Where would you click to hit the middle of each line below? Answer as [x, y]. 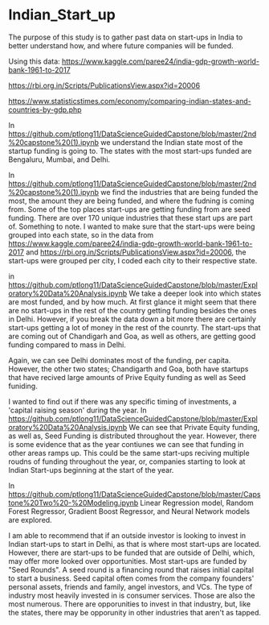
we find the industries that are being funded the [179, 192]
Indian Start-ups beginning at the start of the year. [91, 470]
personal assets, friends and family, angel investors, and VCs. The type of [130, 586]
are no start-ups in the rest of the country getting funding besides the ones [132, 310]
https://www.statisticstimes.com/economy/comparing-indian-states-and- [130, 101]
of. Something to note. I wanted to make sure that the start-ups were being [132, 226]
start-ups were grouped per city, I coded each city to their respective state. [133, 260]
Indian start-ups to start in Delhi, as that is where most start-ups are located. [135, 544]
